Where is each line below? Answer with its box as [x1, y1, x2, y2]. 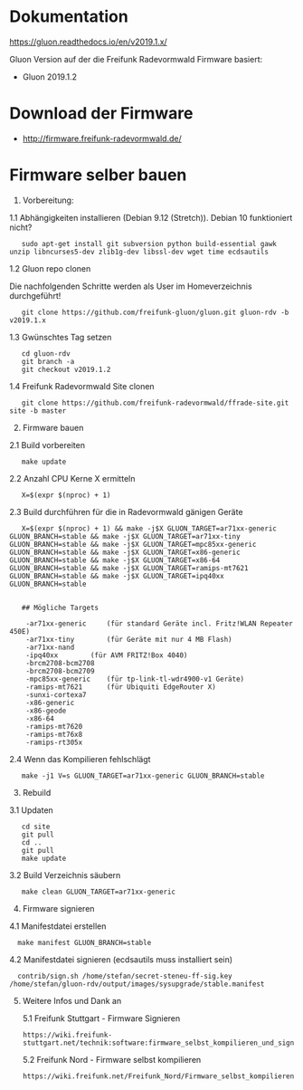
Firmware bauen [22, 422, 84, 433]
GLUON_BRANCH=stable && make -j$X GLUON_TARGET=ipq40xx [9, 571, 224, 580]
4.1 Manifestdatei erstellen [9, 921, 107, 932]
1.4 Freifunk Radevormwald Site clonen [9, 380, 156, 391]
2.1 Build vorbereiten [9, 439, 86, 450]
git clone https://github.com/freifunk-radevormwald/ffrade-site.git [21, 398, 289, 407]
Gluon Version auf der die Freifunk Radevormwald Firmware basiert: [9, 53, 263, 64]
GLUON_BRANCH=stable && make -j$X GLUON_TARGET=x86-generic [9, 548, 241, 557]
